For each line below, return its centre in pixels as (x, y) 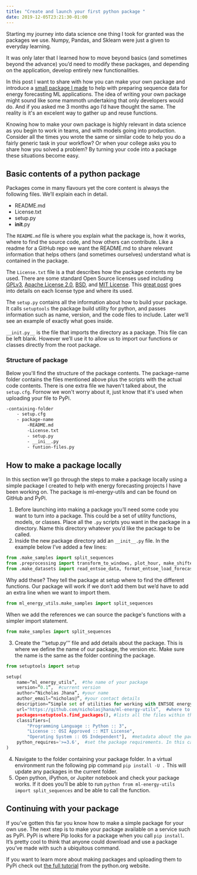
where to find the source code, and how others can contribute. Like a (90, 242)
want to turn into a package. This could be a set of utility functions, (96, 516)
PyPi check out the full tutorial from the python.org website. (78, 866)
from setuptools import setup (43, 666)
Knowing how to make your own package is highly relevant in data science (96, 124)
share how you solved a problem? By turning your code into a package (91, 149)
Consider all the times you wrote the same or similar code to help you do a (96, 136)
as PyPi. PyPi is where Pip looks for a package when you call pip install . (95, 835)
